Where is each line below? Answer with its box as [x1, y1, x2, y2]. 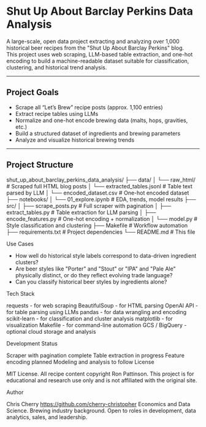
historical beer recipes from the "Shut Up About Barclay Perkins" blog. [6, 44, 185, 52]
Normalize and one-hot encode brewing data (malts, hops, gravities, [15, 117, 188, 124]
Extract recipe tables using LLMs [15, 110, 99, 117]
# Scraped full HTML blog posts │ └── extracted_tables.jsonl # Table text [6, 182, 193, 190]
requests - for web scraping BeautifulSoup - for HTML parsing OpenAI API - [6, 302, 198, 309]
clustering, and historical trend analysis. [6, 63, 107, 71]
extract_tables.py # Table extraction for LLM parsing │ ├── [6, 209, 156, 216]
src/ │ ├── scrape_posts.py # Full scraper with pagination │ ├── [6, 202, 172, 209]
